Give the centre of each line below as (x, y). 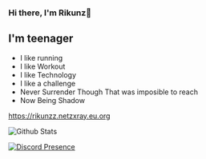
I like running (41, 58)
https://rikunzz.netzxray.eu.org (59, 116)
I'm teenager (41, 39)
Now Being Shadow (53, 100)
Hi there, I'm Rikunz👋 (50, 13)
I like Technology (48, 74)
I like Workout (42, 66)
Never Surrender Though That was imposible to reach (109, 92)
